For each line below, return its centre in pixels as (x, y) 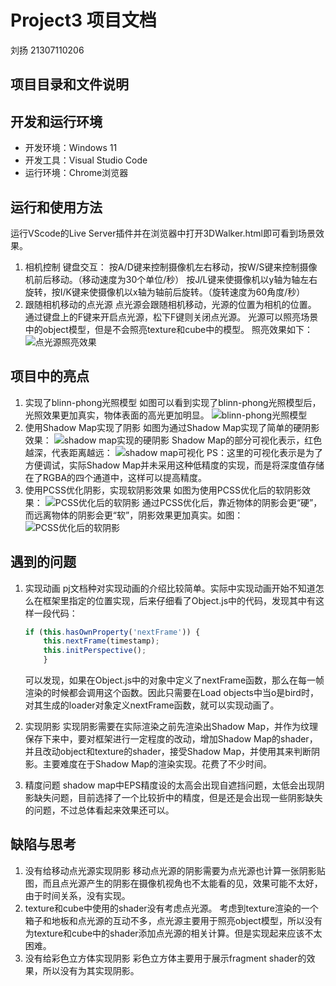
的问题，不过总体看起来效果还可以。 (99, 810)
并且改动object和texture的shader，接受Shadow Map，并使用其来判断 (168, 752)
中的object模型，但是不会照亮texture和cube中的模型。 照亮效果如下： (169, 329)
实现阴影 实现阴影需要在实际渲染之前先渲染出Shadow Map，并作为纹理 (171, 727)
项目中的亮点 (50, 376)
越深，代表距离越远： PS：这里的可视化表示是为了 (173, 452)
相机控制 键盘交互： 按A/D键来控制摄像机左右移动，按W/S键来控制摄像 (171, 267)
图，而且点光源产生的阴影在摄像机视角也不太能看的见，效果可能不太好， (173, 883)
